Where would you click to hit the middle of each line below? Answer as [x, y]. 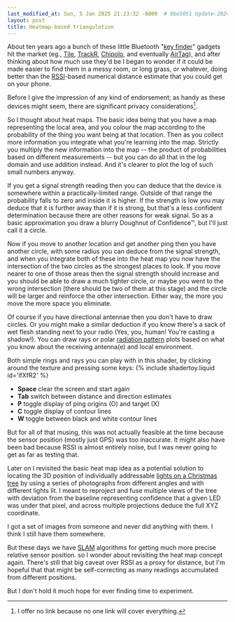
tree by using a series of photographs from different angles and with [106, 483]
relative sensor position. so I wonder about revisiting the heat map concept [115, 555]
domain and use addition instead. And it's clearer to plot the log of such [110, 165]
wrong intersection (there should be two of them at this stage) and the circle [117, 289]
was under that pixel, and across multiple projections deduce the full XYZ [113, 506]
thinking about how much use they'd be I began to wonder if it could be [110, 62]
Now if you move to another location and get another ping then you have [112, 244]
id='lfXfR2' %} [28, 375]
